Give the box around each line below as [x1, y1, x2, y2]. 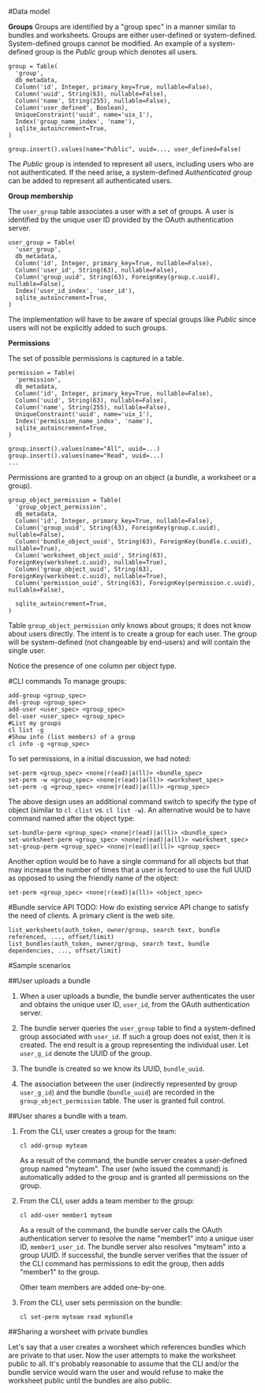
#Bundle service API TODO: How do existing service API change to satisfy [8, 903, 249, 911]
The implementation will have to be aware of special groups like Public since [8, 315, 256, 324]
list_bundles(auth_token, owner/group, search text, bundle [8, 940, 211, 948]
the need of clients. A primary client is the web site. [8, 911, 175, 920]
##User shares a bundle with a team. [8, 1111, 129, 1121]
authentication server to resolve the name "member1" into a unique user [19, 1233, 254, 1243]
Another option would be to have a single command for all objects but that [8, 857, 249, 865]
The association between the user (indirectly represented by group [19, 1079, 237, 1088]
